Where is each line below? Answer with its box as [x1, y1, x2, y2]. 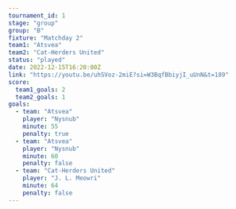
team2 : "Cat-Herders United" [8, 48, 105, 56]
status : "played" [8, 56, 66, 64]
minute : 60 [22, 152, 59, 160]
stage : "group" [8, 19, 59, 27]
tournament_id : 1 [8, 11, 66, 20]
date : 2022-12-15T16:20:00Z [8, 64, 102, 72]
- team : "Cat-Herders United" [15, 167, 115, 175]
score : [8, 78, 30, 86]
